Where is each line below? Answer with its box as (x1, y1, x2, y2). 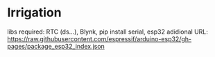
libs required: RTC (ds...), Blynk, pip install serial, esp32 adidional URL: (7, 27, 208, 36)
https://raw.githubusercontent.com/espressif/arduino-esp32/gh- (7, 34, 192, 43)
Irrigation (7, 5, 62, 21)
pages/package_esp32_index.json (7, 42, 105, 50)
